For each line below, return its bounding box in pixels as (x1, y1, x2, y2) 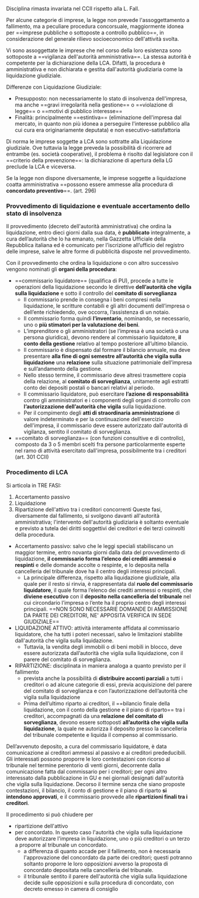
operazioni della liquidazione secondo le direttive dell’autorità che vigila (14, 284, 192, 291)
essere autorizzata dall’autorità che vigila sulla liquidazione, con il (23, 649, 184, 656)
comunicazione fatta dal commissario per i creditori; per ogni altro (6, 768, 168, 775)
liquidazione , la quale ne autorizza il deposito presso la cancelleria (23, 725, 187, 732)
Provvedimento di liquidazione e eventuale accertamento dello (6, 201, 190, 210)
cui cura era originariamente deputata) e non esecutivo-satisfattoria (14, 127, 181, 133)
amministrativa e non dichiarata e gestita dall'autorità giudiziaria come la (6, 66, 183, 73)
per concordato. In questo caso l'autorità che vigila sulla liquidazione (14, 829, 183, 836)
